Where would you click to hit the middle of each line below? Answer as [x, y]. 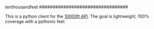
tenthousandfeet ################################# [67, 7]
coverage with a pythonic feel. [35, 22]
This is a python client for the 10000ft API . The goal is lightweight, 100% [77, 16]
